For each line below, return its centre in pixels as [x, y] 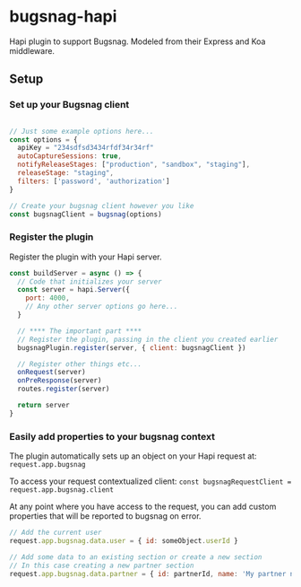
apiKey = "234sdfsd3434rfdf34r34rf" [86, 148]
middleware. [32, 50]
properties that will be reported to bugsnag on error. [105, 516]
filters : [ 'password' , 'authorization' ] [94, 181]
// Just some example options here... [82, 131]
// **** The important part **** [80, 331]
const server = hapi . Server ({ [73, 290]
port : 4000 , [47, 298]
